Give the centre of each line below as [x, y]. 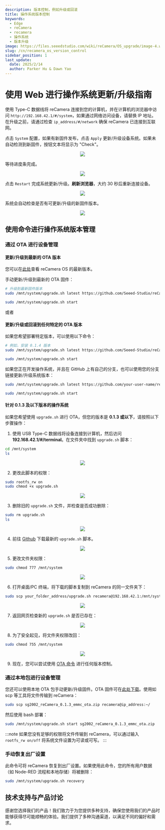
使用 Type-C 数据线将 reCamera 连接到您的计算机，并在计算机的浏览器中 [79, 109]
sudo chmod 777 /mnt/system [34, 568]
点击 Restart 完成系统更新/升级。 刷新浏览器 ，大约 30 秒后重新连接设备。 [79, 183]
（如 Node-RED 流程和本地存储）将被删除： [49, 772]
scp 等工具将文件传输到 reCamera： [41, 695]
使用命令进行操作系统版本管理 [50, 230]
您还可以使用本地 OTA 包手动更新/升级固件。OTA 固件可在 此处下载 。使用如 [81, 689]
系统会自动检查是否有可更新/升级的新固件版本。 [53, 203]
